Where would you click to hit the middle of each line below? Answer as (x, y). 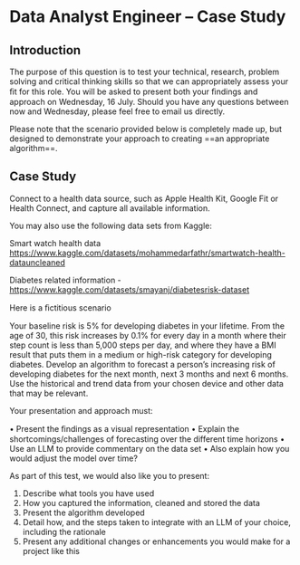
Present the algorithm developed (83, 512)
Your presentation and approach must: (81, 410)
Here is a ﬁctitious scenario (60, 307)
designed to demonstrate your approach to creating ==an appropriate (140, 139)
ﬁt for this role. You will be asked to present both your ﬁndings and (134, 91)
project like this (51, 551)
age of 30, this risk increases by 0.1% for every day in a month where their (148, 335)
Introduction (45, 50)
